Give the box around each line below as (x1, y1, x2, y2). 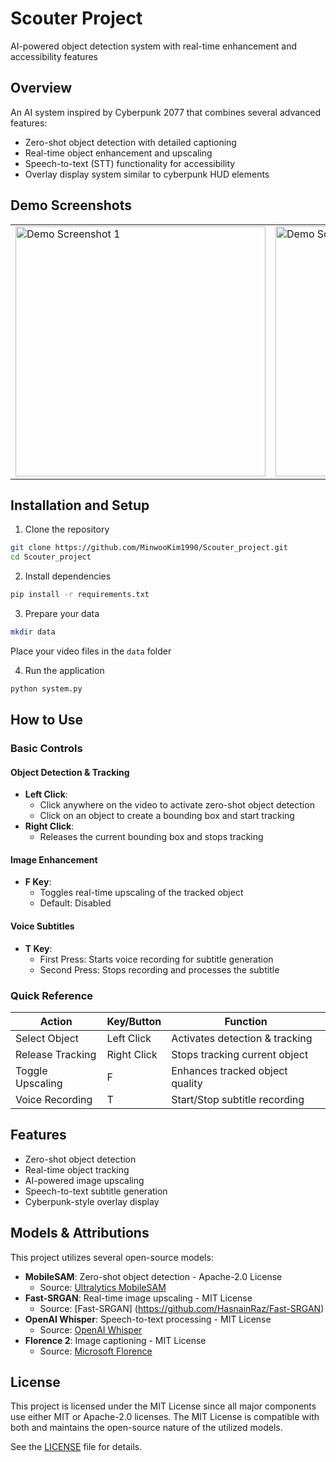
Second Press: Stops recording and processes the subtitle (39, 963, 280, 976)
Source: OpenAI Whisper (39, 1323, 143, 1336)
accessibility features (10, 50, 98, 62)
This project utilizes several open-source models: (10, 1251, 214, 1263)
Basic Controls (10, 742, 83, 756)
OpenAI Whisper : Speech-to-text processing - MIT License (24, 1313, 272, 1325)
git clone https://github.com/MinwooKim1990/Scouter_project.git (10, 543, 288, 553)
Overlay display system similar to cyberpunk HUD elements (24, 168, 270, 180)
